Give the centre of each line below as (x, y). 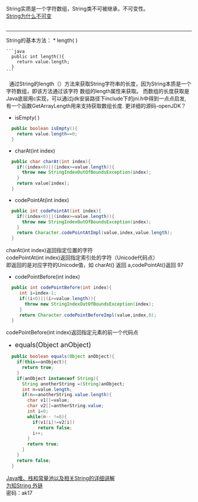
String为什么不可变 (29, 16)
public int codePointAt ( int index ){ (56, 211)
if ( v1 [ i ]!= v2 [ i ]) (54, 422)
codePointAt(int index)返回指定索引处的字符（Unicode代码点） (82, 257)
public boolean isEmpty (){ (44, 128)
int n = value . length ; (47, 389)
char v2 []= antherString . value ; (66, 406)
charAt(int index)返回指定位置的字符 (49, 250)
